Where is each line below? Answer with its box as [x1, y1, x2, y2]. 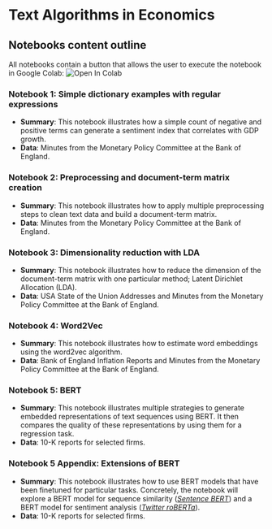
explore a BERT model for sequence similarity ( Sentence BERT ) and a [19, 493, 253, 503]
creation [8, 182, 42, 193]
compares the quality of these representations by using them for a [19, 420, 242, 430]
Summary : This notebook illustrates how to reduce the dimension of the [19, 265, 261, 275]
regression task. [19, 429, 75, 439]
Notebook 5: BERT [8, 384, 82, 396]
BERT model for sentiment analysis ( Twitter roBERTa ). [19, 502, 201, 512]
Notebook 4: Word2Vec [8, 319, 103, 331]
